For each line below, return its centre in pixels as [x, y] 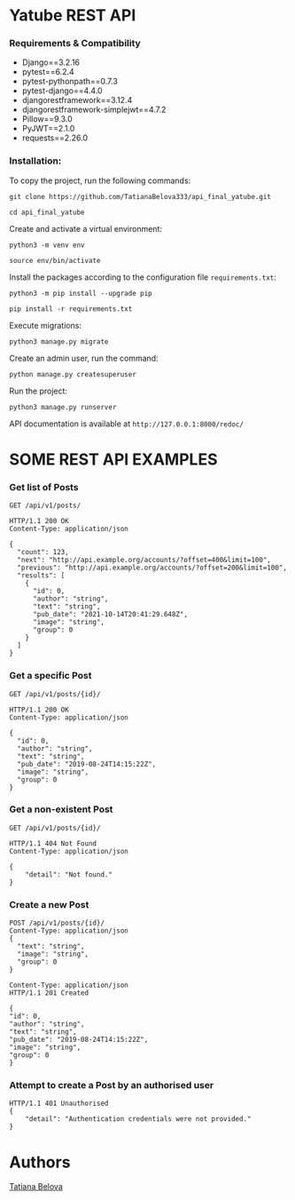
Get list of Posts [44, 487]
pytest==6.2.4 [48, 72]
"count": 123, [43, 552]
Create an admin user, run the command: [84, 358]
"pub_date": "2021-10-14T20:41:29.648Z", [110, 615]
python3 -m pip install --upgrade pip [81, 293]
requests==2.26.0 [55, 138]
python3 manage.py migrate [59, 342]
